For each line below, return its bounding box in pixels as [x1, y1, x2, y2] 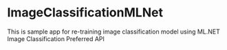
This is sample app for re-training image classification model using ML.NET [7, 27, 220, 36]
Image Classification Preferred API [7, 34, 105, 42]
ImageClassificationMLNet [7, 5, 164, 21]
